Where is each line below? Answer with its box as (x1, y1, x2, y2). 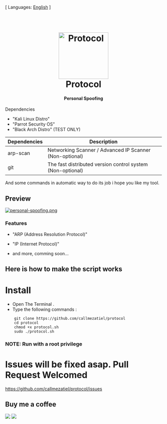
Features (5, 220, 27, 227)
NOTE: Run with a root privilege (5, 340, 83, 347)
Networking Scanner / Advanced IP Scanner (47, 146, 151, 153)
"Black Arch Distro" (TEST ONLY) (12, 127, 81, 133)
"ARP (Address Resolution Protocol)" (12, 231, 88, 237)
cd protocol (14, 320, 39, 325)
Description (89, 139, 118, 145)
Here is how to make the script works (5, 265, 123, 273)
